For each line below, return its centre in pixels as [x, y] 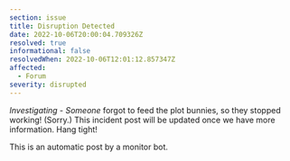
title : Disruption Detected [62, 26]
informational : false [50, 51]
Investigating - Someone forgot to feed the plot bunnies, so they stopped [145, 110]
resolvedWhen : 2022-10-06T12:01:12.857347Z [93, 59]
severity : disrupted [48, 85]
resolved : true [38, 43]
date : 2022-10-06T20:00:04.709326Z [76, 34]
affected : [28, 68]
